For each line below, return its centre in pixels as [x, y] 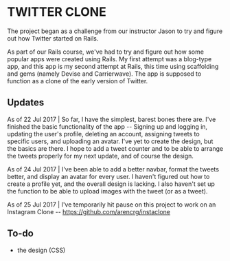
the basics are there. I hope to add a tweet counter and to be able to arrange [115, 148]
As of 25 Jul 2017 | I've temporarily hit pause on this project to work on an [112, 205]
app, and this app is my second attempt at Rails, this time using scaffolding [113, 66]
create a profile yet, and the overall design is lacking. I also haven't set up [111, 184]
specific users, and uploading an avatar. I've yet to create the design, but [110, 141]
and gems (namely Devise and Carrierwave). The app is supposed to [104, 74]
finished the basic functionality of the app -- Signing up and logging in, [107, 126]
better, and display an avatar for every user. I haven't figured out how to [108, 176]
